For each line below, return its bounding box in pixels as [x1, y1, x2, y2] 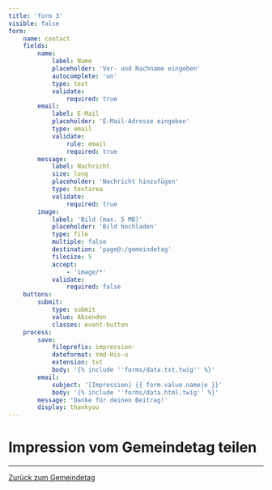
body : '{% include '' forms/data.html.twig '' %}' [51, 388, 219, 397]
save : [37, 335, 57, 344]
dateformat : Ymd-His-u [51, 351, 129, 359]
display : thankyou [37, 403, 100, 411]
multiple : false [51, 238, 107, 246]
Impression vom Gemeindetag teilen [8, 438, 257, 457]
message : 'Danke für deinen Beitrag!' [37, 396, 168, 404]
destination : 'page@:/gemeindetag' [51, 245, 172, 254]
